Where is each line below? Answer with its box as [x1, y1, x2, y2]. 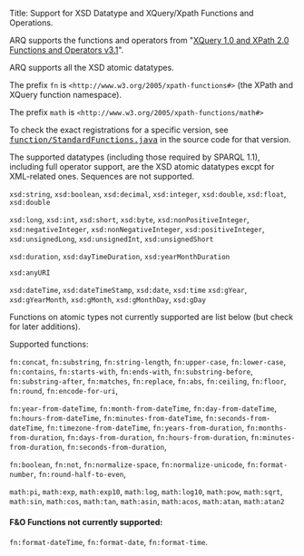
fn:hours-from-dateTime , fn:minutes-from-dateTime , [9, 413, 204, 423]
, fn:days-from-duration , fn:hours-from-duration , [62, 432, 249, 443]
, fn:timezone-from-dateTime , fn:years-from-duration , [42, 422, 245, 433]
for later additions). [9, 321, 82, 332]
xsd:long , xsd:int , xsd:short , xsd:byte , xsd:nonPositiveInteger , [9, 214, 250, 225]
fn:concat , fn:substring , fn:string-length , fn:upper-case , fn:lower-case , [9, 356, 287, 366]
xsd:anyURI [9, 268, 51, 278]
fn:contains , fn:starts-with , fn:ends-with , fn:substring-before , [9, 366, 253, 376]
